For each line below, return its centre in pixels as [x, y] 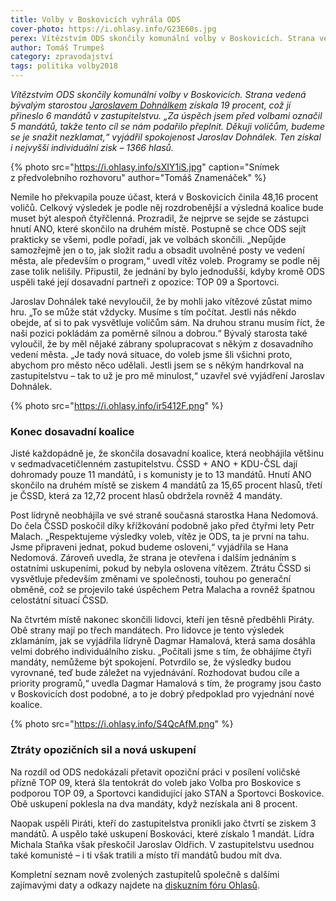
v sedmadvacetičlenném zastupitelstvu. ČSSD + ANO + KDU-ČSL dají [154, 464]
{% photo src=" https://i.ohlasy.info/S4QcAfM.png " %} [122, 724]
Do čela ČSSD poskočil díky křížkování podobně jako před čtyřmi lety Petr [162, 526]
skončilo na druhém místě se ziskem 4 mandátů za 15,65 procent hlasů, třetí [166, 485]
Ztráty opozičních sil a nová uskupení [103, 750]
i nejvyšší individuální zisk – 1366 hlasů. [92, 147]
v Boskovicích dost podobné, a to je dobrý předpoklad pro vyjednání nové [162, 694]
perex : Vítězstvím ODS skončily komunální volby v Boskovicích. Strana [162, 38]
